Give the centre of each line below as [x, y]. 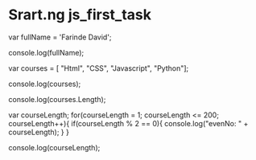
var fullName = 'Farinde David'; [60, 37]
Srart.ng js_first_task [80, 15]
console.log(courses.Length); [57, 99]
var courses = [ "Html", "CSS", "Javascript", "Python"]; [99, 68]
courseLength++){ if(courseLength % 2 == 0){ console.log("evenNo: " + [128, 123]
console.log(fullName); [46, 52]
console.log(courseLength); [54, 147]
